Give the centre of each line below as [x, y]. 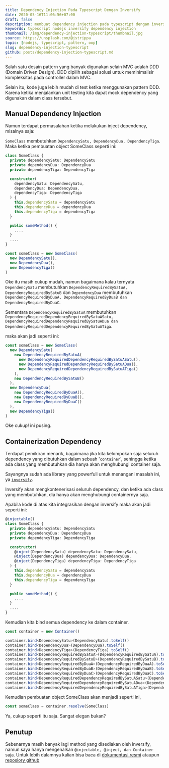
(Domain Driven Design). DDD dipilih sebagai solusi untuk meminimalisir [80, 72]
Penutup [19, 732]
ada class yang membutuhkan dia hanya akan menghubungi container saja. [83, 464]
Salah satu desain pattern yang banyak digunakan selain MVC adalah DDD [82, 67]
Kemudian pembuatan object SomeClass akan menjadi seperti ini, [73, 697]
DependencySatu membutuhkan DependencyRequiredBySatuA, [66, 287]
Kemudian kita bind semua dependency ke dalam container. [67, 622]
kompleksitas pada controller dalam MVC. [49, 77]
